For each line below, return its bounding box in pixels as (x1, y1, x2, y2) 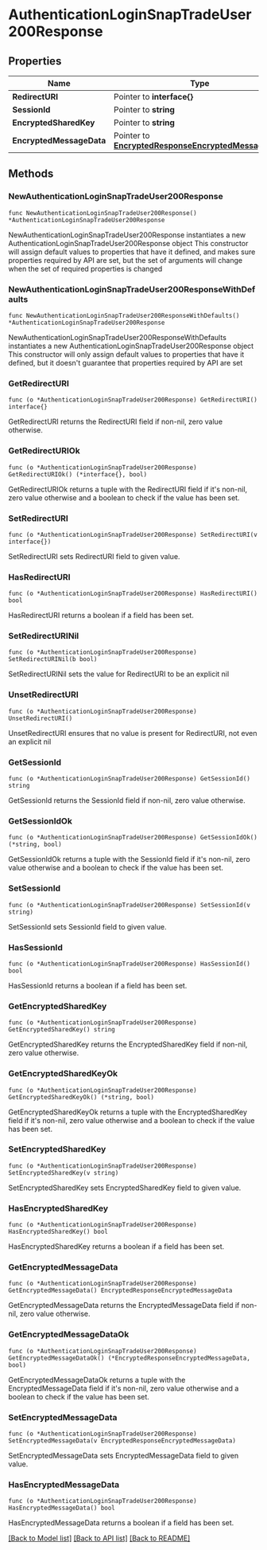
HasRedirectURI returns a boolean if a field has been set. (8, 611, 195, 620)
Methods (8, 167, 54, 181)
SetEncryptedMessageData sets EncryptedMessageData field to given (8, 1451, 239, 1461)
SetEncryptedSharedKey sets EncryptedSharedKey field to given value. (8, 1183, 242, 1192)
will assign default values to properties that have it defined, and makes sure (8, 247, 256, 256)
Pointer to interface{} (114, 92, 194, 102)
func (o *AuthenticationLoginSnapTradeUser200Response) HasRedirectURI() (8, 589, 258, 598)
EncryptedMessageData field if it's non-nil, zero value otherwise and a (8, 1384, 239, 1393)
